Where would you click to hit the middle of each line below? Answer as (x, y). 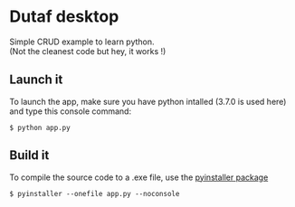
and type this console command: (71, 111)
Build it (29, 155)
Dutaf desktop (64, 17)
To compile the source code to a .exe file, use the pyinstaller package (139, 177)
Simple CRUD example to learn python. (82, 42)
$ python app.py (40, 127)
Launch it (36, 80)
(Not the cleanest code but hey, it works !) (88, 51)
